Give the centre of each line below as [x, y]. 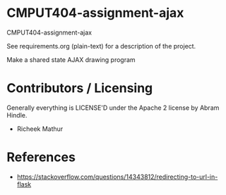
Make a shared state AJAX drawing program [71, 59]
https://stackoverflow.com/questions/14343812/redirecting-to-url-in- [117, 177]
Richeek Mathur [40, 129]
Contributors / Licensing [80, 88]
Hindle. [17, 115]
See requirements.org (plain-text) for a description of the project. [101, 46]
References [41, 157]
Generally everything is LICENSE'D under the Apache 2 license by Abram [113, 108]
